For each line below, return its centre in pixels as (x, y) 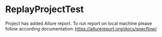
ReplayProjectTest (45, 9)
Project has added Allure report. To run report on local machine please (79, 23)
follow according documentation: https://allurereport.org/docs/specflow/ (81, 28)
